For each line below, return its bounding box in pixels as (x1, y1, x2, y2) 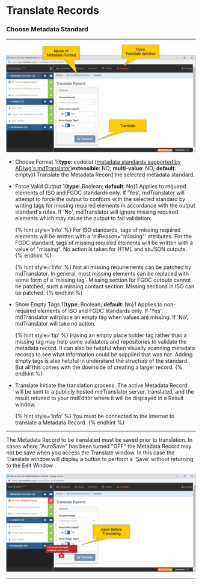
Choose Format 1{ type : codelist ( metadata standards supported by (14, 158, 181, 166)
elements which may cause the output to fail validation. (14, 214, 152, 221)
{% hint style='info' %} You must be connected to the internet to (14, 412, 175, 419)
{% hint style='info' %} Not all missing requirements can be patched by (14, 263, 192, 271)
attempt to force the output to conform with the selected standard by (14, 195, 186, 202)
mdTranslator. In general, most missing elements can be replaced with (14, 270, 189, 277)
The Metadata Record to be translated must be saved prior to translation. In (6, 436, 193, 443)
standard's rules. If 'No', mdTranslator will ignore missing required (14, 208, 179, 215)
